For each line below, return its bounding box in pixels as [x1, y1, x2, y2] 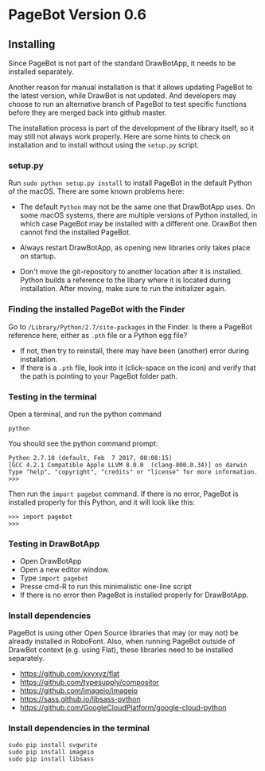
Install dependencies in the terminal [8, 723, 150, 734]
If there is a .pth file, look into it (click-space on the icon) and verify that [19, 363, 256, 372]
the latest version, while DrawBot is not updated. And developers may [8, 91, 237, 100]
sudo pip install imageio [8, 748, 94, 756]
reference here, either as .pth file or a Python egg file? [8, 330, 188, 340]
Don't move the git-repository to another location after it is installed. [19, 267, 243, 277]
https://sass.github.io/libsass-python [19, 694, 141, 704]
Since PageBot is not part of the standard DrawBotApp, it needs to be [8, 58, 236, 68]
